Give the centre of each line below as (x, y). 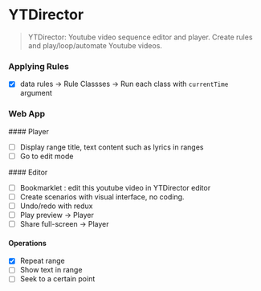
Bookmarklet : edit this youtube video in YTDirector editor (115, 187)
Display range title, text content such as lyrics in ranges (112, 147)
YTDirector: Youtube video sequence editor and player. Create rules (140, 37)
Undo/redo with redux (56, 206)
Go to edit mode (47, 156)
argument (36, 93)
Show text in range (51, 270)
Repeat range (43, 261)
